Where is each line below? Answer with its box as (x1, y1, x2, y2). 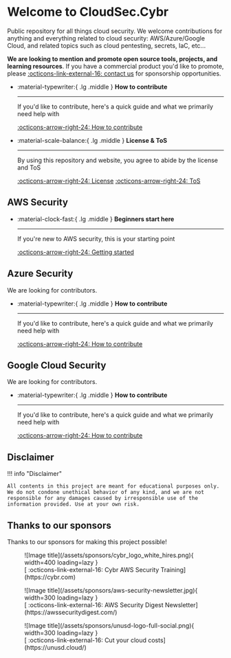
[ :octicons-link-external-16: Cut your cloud (24, 636, 146, 644)
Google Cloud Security (7, 359, 107, 371)
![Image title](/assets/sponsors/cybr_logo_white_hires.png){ (24, 551, 194, 559)
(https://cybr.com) (24, 573, 76, 581)
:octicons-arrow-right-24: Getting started (16, 248, 134, 256)
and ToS (16, 163, 41, 172)
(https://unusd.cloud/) (24, 644, 87, 651)
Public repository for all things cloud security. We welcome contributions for (7, 27, 223, 35)
